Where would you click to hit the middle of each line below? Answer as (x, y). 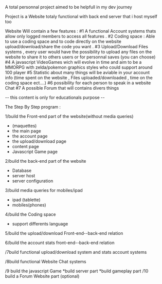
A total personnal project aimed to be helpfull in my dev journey (69, 7)
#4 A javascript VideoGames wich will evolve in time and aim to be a (73, 62)
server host (24, 176)
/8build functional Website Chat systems (46, 262)
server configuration (33, 181)
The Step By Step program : (33, 107)
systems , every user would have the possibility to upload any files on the (79, 52)
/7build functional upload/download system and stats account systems (76, 252)
